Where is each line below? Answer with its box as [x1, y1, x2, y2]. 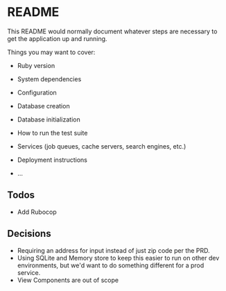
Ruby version [17, 61, 55, 69]
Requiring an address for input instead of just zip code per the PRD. [17, 246, 210, 254]
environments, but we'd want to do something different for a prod [17, 261, 205, 269]
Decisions [7, 228, 51, 240]
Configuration [17, 88, 57, 97]
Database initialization [17, 115, 81, 124]
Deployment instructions [17, 156, 88, 164]
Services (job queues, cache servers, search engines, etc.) [17, 142, 186, 150]
